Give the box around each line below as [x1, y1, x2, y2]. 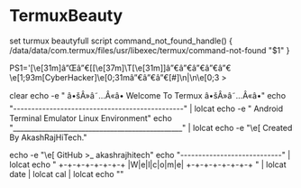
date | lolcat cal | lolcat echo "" [9, 168, 124, 179]
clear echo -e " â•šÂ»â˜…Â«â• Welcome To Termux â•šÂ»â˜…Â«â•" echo [9, 89, 287, 100]
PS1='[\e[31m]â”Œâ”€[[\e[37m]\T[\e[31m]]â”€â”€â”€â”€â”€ [9, 62, 232, 73]
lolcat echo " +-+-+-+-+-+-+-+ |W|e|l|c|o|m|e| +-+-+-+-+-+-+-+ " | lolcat [9, 159, 287, 170]
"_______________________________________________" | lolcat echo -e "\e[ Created [9, 122, 293, 133]
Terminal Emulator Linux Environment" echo [9, 112, 173, 123]
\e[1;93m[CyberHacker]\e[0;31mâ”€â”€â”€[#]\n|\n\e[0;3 [9, 71, 220, 82]
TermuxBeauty [9, 5, 123, 26]
